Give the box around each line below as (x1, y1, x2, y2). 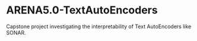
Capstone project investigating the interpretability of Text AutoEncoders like (6, 23, 192, 30)
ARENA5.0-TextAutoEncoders (6, 4, 158, 17)
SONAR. (6, 29, 26, 36)
